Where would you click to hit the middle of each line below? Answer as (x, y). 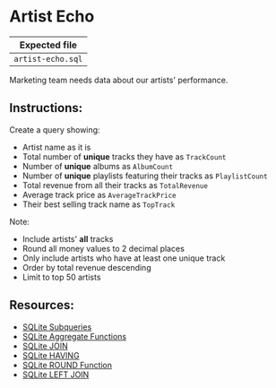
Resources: (42, 305)
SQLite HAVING (51, 355)
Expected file (48, 45)
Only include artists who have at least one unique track (124, 258)
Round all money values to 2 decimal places (103, 248)
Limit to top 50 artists (61, 277)
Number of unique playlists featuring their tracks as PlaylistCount (145, 176)
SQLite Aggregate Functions (74, 336)
